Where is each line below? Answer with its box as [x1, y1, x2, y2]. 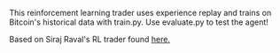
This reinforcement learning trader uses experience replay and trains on [9, 8, 272, 18]
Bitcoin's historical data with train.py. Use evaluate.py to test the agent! [9, 17, 268, 27]
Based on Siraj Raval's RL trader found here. [9, 34, 171, 44]
